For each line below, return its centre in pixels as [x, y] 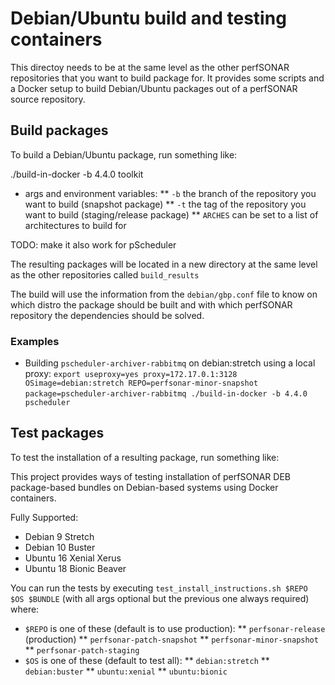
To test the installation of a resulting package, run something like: [145, 457]
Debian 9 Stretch [59, 536]
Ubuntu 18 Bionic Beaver [75, 568]
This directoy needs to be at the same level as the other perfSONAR [150, 67]
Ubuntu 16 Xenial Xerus [73, 558]
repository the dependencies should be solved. [107, 315]
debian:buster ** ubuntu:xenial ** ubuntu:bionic [126, 671]
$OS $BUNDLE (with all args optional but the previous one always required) [160, 598]
